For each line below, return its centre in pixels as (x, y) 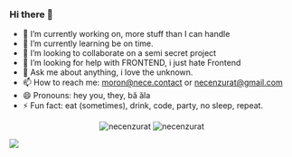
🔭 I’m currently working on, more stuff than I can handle (126, 34)
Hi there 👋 (32, 14)
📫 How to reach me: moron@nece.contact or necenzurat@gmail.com (152, 83)
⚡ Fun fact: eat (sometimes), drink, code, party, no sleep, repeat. (143, 106)
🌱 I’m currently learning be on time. (88, 43)
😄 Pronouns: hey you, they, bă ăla (86, 96)
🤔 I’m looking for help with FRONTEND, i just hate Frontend (132, 63)
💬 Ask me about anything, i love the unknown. (108, 72)
